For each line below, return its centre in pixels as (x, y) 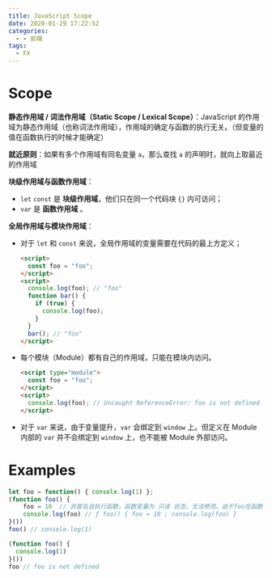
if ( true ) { (55, 304)
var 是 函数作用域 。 (53, 209)
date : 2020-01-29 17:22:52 (54, 23)
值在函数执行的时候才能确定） (58, 137)
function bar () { (57, 296)
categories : (28, 31)
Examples (42, 470)
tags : (17, 46)
